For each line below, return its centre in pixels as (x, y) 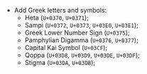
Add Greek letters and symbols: (60, 10)
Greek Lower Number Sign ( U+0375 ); (77, 32)
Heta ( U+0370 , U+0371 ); (56, 18)
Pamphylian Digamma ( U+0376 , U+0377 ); (81, 40)
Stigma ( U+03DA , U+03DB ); (60, 62)
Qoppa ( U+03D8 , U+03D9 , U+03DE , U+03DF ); (82, 55)
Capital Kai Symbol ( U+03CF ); (66, 48)
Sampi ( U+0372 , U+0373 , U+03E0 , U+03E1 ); (81, 25)
